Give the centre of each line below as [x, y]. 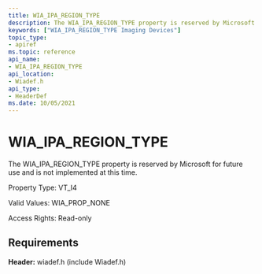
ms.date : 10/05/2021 [42, 103]
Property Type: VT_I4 [42, 188]
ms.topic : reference [42, 52]
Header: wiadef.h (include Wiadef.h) [67, 261]
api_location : [31, 74]
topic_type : [28, 37]
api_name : [24, 60]
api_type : [24, 89]
